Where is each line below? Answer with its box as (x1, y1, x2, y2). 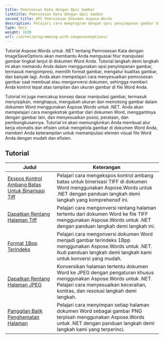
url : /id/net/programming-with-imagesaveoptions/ (5, 35, 108, 40)
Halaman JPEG (7, 281, 42, 288)
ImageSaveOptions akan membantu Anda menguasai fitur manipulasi (5, 53, 144, 59)
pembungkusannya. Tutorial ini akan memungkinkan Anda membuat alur (5, 119, 150, 125)
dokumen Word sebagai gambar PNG (57, 307, 143, 314)
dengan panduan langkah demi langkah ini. (57, 223, 155, 230)
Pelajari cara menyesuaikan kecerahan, (57, 281, 146, 288)
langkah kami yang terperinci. (57, 326, 125, 333)
